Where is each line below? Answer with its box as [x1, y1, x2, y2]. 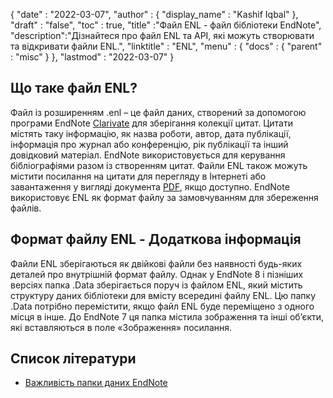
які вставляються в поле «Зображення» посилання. [10, 321, 233, 333]
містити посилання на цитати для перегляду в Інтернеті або [10, 170, 267, 182]
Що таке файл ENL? [10, 80, 138, 97]
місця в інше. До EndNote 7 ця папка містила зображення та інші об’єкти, [10, 310, 325, 323]
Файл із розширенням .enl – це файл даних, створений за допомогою [10, 106, 307, 118]
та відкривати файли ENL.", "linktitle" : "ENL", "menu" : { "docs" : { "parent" [10, 40, 323, 52]
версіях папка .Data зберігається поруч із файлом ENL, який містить [10, 279, 303, 291]
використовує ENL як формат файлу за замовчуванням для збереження [10, 191, 319, 203]
